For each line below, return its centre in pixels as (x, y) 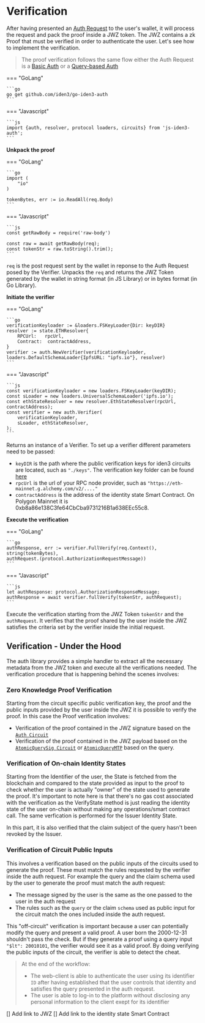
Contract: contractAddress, (54, 341)
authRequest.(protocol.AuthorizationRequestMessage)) (76, 559)
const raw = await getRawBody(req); (53, 244)
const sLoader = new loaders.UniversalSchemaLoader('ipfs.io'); (90, 396)
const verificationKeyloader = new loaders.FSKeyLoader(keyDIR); (91, 391)
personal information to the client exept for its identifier (100, 1002)
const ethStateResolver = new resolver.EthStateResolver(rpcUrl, (91, 401)
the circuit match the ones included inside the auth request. (90, 914)
